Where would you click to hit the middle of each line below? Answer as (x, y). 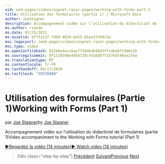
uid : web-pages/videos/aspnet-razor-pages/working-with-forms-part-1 (78, 10)
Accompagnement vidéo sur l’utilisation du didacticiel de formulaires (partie (82, 131)
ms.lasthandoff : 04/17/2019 (34, 69)
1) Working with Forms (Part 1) (66, 109)
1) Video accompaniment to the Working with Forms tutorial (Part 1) (72, 137)
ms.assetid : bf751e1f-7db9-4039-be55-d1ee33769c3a (58, 37)
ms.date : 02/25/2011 (26, 33)
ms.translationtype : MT (29, 60)
